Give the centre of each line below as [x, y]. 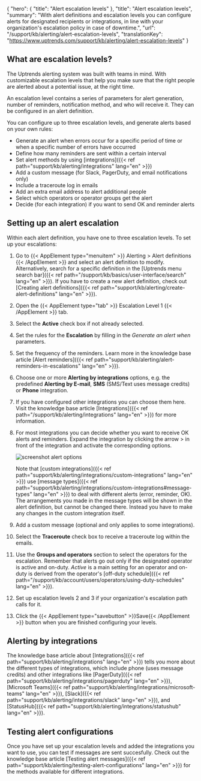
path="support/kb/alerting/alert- [134, 359]
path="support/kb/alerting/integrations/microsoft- [133, 687]
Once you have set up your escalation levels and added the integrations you [100, 746]
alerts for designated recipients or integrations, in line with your [85, 21]
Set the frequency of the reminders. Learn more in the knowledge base [103, 353]
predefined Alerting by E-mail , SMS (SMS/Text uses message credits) [103, 384]
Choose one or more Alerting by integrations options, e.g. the [93, 377]
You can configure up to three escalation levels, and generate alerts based [99, 122]
